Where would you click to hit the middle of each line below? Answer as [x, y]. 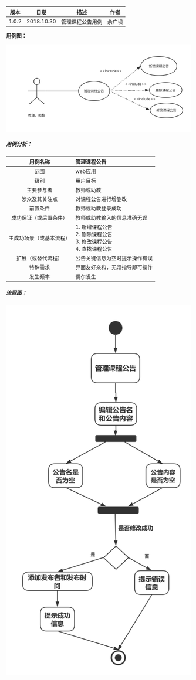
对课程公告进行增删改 [101, 199]
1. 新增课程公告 [94, 227]
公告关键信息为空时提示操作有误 [114, 258]
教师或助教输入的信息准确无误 [111, 217]
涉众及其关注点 [39, 199]
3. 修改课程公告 [94, 242]
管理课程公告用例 [82, 22]
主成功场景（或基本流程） [39, 237]
